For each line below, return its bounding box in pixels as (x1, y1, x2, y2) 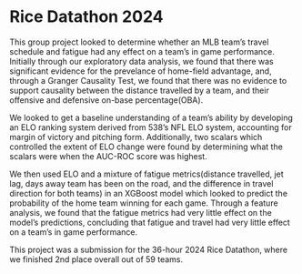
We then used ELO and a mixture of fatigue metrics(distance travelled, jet (9, 168, 284, 179)
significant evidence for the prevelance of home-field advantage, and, (9, 66, 272, 76)
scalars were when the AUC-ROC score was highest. (9, 150, 207, 161)
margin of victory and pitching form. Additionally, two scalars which (9, 131, 263, 142)
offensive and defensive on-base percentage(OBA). (9, 94, 204, 106)
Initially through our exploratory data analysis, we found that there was (9, 56, 275, 66)
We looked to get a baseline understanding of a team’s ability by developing (9, 112, 294, 123)
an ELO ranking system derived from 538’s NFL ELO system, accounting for (9, 121, 293, 133)
